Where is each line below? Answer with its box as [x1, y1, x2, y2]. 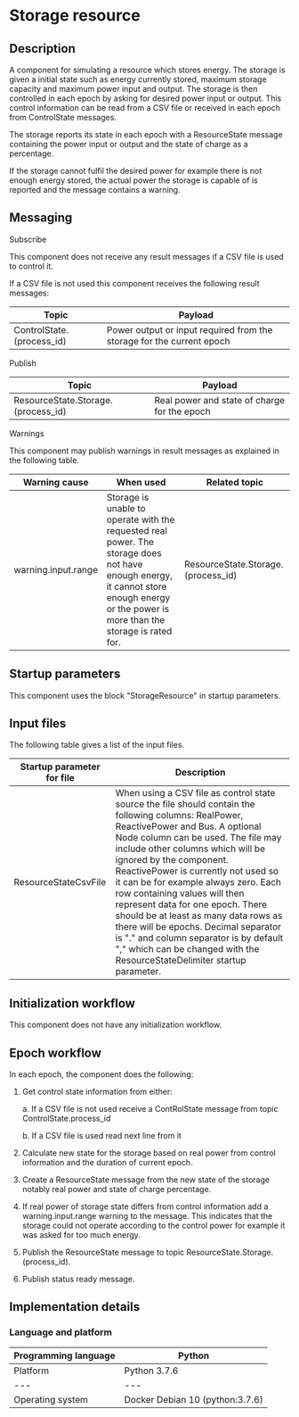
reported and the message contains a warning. [9, 185, 181, 195]
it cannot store [106, 580, 167, 592]
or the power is [106, 602, 170, 615]
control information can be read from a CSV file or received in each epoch [9, 103, 281, 112]
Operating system [13, 1393, 89, 1405]
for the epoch [154, 405, 211, 418]
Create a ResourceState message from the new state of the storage [21, 1174, 270, 1185]
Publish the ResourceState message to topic [21, 1247, 185, 1258]
